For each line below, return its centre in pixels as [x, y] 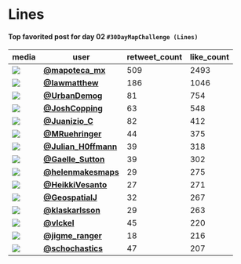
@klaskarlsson [71, 211]
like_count [210, 57]
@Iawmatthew [71, 83]
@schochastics [73, 248]
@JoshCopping [73, 109]
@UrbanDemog [73, 96]
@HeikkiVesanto [75, 185]
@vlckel [58, 223]
